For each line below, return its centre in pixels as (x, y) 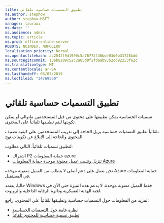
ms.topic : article (24, 37)
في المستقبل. (18, 176)
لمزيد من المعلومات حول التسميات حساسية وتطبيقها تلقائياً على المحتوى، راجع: (77, 200)
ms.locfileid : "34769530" (32, 78)
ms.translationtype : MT (30, 65)
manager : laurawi (23, 23)
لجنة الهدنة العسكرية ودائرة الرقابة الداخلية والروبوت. (53, 190)
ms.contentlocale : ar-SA (31, 70)
